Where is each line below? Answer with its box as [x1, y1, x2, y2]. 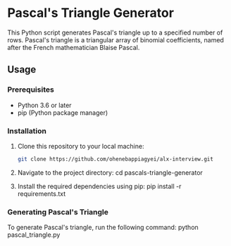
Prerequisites [7, 85, 54, 94]
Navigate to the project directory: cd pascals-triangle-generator [17, 168, 203, 177]
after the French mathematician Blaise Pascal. [7, 43, 140, 51]
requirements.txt [17, 189, 66, 198]
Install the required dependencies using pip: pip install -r [17, 182, 182, 190]
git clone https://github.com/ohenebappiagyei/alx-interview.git [17, 155, 213, 163]
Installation [7, 125, 47, 135]
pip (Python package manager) [17, 108, 108, 117]
